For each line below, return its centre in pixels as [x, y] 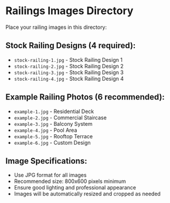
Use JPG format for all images [50, 175]
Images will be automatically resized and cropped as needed [87, 194]
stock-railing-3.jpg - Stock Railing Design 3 [69, 72]
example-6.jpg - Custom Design [52, 142]
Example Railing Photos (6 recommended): [85, 97]
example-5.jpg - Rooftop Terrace [53, 136]
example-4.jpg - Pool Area [45, 130]
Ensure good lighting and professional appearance [75, 188]
